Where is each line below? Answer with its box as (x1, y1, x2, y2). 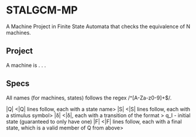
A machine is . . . (6, 61, 46, 68)
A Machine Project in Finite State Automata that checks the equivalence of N (6, 23, 191, 30)
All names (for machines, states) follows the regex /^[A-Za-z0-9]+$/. (6, 94, 172, 101)
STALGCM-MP (6, 4, 78, 17)
